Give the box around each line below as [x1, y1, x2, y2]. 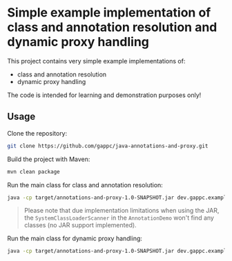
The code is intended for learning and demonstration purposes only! [7, 91, 202, 99]
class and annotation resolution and [7, 19, 217, 35]
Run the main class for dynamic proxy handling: [7, 234, 143, 242]
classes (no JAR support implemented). [23, 221, 137, 229]
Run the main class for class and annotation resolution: [7, 180, 164, 189]
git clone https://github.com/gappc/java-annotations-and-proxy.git [7, 143, 209, 149]
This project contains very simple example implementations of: [7, 56, 186, 65]
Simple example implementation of [7, 5, 211, 21]
